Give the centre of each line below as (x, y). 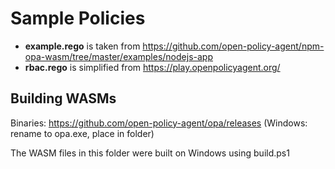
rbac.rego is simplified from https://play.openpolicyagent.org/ (152, 67)
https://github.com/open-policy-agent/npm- (233, 46)
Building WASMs (63, 98)
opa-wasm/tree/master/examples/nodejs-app (118, 56)
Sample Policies (78, 18)
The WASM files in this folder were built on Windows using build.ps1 (150, 153)
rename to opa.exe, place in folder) (82, 133)
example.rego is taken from (82, 46)
